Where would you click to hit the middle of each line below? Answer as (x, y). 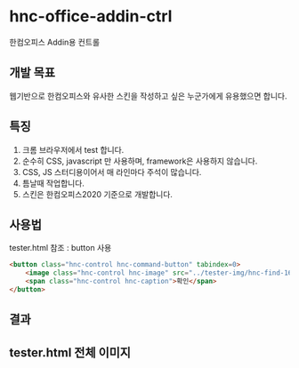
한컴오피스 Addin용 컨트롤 (55, 42)
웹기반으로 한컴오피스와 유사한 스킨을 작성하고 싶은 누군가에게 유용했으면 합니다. (148, 96)
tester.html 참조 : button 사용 (61, 248)
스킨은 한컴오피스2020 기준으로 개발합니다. (97, 194)
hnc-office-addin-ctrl (91, 16)
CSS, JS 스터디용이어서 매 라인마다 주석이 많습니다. (112, 172)
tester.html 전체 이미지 (70, 352)
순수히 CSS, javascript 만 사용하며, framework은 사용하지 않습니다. (140, 161)
